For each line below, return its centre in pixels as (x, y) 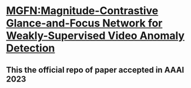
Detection (31, 48)
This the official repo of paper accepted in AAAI (95, 70)
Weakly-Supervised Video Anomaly (95, 36)
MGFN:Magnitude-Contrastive (82, 11)
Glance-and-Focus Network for (84, 23)
